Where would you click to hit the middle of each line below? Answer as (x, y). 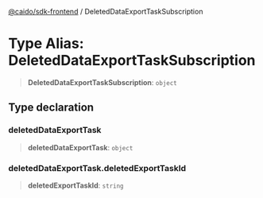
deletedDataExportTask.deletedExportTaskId (97, 168)
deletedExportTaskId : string (76, 185)
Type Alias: (46, 44)
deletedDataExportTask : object (80, 147)
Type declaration (51, 108)
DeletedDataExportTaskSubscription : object (102, 82)
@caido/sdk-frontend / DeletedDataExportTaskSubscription (106, 12)
